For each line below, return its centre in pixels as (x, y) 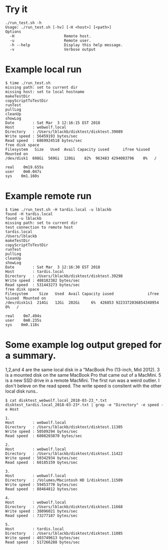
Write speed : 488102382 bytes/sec (43, 280)
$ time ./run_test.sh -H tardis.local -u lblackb (59, 209)
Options (13, 31)
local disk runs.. (22, 391)
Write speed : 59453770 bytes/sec (42, 485)
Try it (16, 9)
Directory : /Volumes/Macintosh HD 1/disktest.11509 (64, 480)
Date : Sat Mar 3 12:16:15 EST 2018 (53, 123)
